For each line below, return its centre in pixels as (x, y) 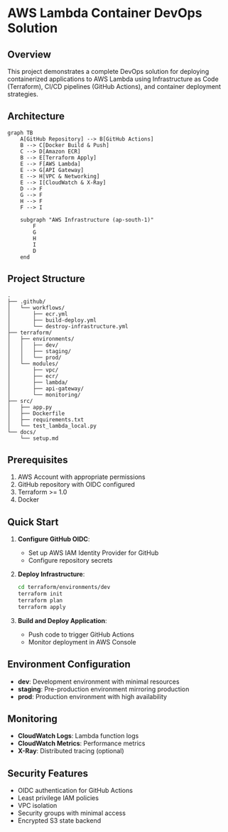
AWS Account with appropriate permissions (81, 477)
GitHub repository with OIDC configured (76, 485)
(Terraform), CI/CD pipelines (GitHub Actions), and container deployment (114, 86)
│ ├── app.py (30, 407)
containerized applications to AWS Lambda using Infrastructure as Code (113, 79)
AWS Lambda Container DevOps (105, 13)
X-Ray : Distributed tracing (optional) (71, 751)
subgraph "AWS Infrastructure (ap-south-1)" (87, 220)
